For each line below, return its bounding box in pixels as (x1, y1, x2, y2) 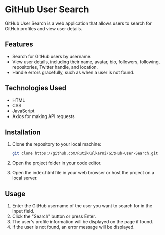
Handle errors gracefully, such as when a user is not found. (12, 69, 135, 75)
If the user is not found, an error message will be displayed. (12, 224, 135, 230)
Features (5, 40, 33, 49)
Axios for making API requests (12, 113, 75, 119)
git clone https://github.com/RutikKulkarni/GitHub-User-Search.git (12, 151, 158, 156)
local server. (12, 175, 38, 181)
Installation (5, 128, 41, 136)
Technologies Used (5, 84, 66, 92)
